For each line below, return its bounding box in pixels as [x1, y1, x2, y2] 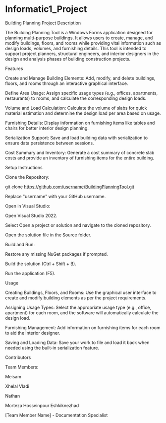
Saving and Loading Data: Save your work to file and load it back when [5, 339, 150, 346]
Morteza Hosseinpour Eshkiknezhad [5, 402, 79, 408]
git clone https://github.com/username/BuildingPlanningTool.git [5, 184, 135, 190]
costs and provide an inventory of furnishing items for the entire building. [5, 155, 155, 161]
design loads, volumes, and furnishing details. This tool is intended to [5, 45, 147, 51]
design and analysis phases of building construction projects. [5, 56, 131, 62]
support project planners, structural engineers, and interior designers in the [5, 51, 159, 57]
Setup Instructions [5, 164, 43, 170]
